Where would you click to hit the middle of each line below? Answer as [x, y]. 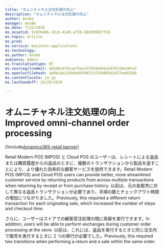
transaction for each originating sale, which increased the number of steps [80, 203]
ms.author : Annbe [23, 55]
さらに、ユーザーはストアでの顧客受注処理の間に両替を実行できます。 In [77, 218]
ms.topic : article [24, 37]
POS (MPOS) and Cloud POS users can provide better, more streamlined [78, 174]
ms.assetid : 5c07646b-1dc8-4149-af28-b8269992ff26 [58, 32]
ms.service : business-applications [41, 46]
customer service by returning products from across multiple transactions [80, 180]
